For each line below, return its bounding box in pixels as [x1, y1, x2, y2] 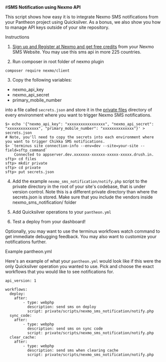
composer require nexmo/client [5, 68, 70, 73]
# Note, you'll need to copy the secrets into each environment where [5, 135, 154, 140]
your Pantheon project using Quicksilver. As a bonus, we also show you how [5, 19, 161, 25]
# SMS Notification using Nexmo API [5, 4, 81, 10]
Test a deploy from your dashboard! [12, 219, 86, 224]
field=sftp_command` [5, 148, 48, 153]
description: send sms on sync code [27, 326, 103, 331]
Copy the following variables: [12, 77, 72, 83]
